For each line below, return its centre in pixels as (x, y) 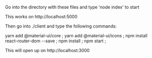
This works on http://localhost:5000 (41, 16)
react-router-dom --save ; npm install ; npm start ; (56, 41)
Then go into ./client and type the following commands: (61, 26)
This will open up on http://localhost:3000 (47, 50)
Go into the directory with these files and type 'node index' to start (72, 7)
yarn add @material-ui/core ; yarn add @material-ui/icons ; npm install (76, 36)
